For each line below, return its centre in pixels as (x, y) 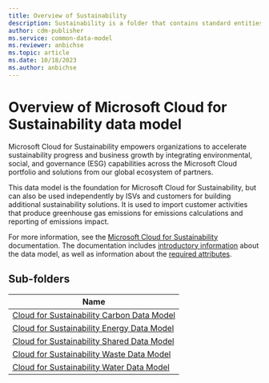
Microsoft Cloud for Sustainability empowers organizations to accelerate (128, 146)
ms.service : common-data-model (60, 38)
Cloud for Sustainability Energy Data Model (93, 328)
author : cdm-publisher (46, 30)
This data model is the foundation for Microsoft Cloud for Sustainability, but (132, 187)
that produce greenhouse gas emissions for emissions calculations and (126, 213)
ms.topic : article (39, 53)
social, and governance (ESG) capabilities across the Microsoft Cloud (123, 163)
